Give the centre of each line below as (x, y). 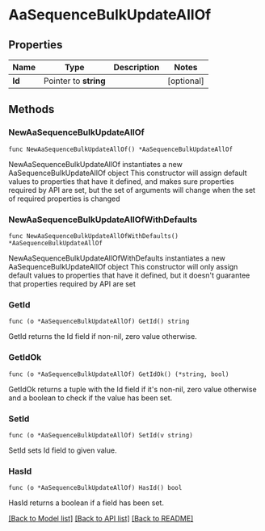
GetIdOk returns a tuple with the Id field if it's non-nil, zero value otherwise (132, 389)
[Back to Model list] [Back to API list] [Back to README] (101, 519)
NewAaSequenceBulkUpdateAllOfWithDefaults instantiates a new (117, 258)
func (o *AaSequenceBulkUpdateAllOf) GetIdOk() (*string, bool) (119, 374)
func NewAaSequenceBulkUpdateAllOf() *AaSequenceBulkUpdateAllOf (120, 149)
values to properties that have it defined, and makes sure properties (121, 181)
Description (137, 67)
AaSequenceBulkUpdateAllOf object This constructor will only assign (123, 266)
